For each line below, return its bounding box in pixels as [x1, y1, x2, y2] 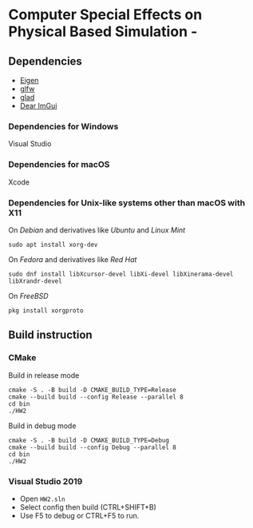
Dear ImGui [19, 101, 57, 110]
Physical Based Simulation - [8, 22, 198, 41]
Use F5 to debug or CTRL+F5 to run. [19, 510, 140, 520]
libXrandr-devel [8, 277, 62, 285]
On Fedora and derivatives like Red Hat [8, 254, 137, 264]
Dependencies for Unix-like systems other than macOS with [8, 197, 246, 208]
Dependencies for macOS [8, 159, 110, 170]
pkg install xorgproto [8, 306, 84, 315]
